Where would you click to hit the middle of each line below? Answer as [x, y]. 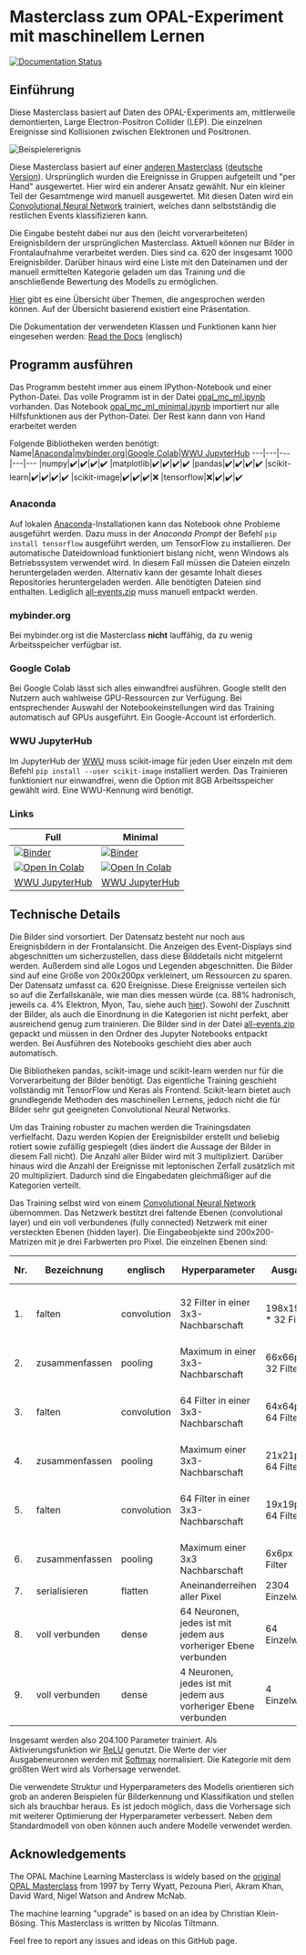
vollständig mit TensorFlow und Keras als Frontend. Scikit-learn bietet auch [150, 1090]
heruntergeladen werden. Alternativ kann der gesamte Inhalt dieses [136, 572]
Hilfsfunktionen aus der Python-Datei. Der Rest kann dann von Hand [138, 416]
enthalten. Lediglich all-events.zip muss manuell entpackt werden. [133, 591]
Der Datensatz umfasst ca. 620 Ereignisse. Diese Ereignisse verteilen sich [148, 985]
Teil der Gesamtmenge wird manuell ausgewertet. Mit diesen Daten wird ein [152, 196]
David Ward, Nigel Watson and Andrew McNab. [98, 1896]
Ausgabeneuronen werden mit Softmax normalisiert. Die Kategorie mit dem [150, 1759]
